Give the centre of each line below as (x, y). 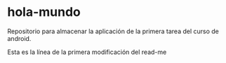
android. (19, 38)
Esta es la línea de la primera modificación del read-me (87, 52)
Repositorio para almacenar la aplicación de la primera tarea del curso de (113, 31)
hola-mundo (44, 12)
